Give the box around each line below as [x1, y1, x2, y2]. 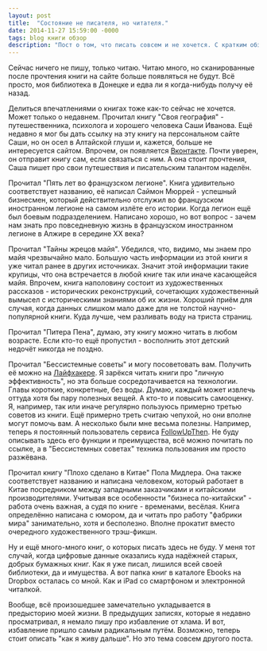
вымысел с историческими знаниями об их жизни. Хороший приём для [8, 295, 253, 304]
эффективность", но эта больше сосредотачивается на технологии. [8, 377, 238, 386]
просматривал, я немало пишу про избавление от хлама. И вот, [8, 617, 226, 626]
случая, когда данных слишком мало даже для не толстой [8, 304, 207, 313]
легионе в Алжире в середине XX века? [8, 229, 145, 238]
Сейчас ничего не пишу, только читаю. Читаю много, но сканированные [8, 63, 255, 72]
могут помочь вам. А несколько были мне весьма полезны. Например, [8, 419, 252, 428]
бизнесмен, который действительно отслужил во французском [8, 196, 224, 205]
